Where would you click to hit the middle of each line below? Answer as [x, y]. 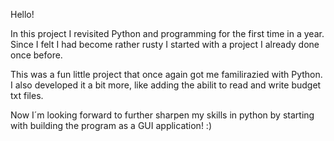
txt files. [27, 95]
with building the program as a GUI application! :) [111, 125]
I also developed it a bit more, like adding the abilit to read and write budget [166, 85]
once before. [36, 55]
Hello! [22, 14]
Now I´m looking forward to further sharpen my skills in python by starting [162, 115]
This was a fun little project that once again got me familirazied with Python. [166, 74]
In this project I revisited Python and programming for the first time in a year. [167, 33]
